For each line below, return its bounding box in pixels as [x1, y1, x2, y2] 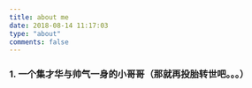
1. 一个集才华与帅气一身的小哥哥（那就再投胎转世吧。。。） [9, 68, 249, 80]
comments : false [9, 37, 69, 47]
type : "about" [9, 29, 62, 38]
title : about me [9, 12, 69, 22]
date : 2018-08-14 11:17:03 [9, 21, 109, 30]
